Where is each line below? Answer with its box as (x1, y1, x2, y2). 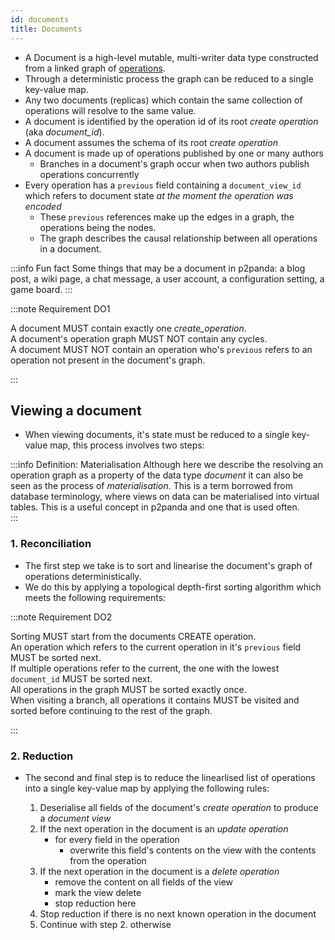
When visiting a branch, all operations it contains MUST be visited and (10, 694, 300, 706)
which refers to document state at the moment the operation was (24, 189, 294, 201)
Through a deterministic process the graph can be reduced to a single (24, 72, 314, 85)
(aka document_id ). (24, 126, 105, 138)
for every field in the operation (54, 833, 180, 845)
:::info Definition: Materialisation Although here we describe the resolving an (10, 459, 324, 471)
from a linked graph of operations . (24, 62, 166, 74)
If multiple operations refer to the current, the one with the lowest (10, 662, 280, 674)
